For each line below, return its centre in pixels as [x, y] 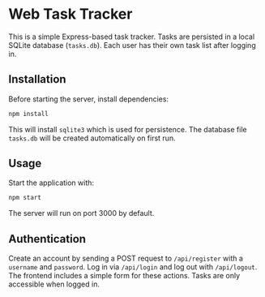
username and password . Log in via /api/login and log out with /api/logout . [133, 267]
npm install [28, 114]
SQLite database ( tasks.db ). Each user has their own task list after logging [132, 45]
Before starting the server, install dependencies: [88, 99]
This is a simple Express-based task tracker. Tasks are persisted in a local [132, 37]
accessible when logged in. [54, 284]
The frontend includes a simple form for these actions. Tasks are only [124, 276]
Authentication [47, 239]
